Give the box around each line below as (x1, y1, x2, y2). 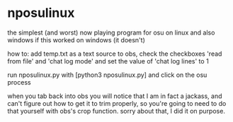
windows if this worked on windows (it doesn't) (7, 35, 145, 44)
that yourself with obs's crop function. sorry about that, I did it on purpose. (7, 106, 225, 115)
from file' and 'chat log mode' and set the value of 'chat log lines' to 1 (7, 56, 209, 65)
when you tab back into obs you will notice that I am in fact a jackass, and (7, 92, 222, 100)
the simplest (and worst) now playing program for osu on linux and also (7, 28, 215, 37)
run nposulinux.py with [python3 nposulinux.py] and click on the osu (7, 71, 208, 79)
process (7, 78, 31, 86)
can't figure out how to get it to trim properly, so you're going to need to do (7, 99, 227, 107)
